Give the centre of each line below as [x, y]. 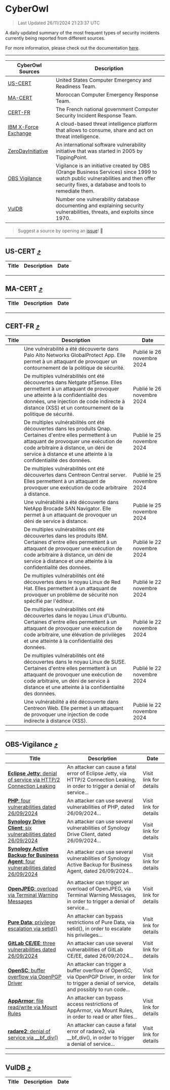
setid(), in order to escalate [99, 929]
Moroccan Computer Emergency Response [107, 94]
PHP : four [19, 801]
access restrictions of [93, 1004]
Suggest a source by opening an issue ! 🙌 [60, 231]
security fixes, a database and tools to [101, 185]
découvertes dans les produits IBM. [66, 536]
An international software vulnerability [101, 144]
